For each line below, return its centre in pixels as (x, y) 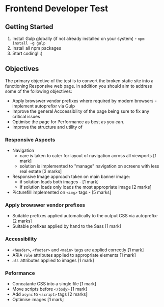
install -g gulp (29, 43)
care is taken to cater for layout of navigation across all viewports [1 (88, 156)
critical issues (26, 116)
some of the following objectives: (39, 91)
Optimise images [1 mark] (38, 299)
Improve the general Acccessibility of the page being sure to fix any (81, 111)
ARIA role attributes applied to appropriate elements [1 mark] (74, 255)
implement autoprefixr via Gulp (43, 106)
